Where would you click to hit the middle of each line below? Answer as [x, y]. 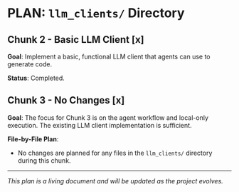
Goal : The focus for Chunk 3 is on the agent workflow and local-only [108, 117]
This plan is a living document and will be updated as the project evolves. [116, 181]
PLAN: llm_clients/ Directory [96, 13]
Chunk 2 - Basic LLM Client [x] [76, 40]
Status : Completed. [36, 78]
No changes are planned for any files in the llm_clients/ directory [115, 153]
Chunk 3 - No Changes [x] [66, 100]
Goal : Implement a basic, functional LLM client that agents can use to [109, 56]
